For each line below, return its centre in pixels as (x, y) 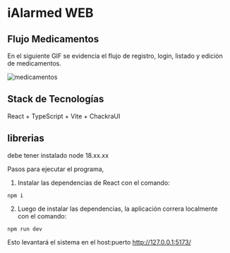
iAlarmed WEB (50, 13)
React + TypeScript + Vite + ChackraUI (64, 116)
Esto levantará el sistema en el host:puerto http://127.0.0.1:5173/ (99, 242)
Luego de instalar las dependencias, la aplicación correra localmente (117, 209)
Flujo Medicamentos (53, 39)
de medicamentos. (35, 63)
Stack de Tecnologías (56, 99)
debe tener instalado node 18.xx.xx (58, 155)
